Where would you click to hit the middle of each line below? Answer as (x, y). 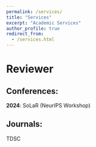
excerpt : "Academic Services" (44, 23)
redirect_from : (25, 34)
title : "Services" (29, 17)
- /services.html (33, 39)
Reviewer (30, 69)
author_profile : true (33, 28)
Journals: (24, 124)
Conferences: (32, 91)
